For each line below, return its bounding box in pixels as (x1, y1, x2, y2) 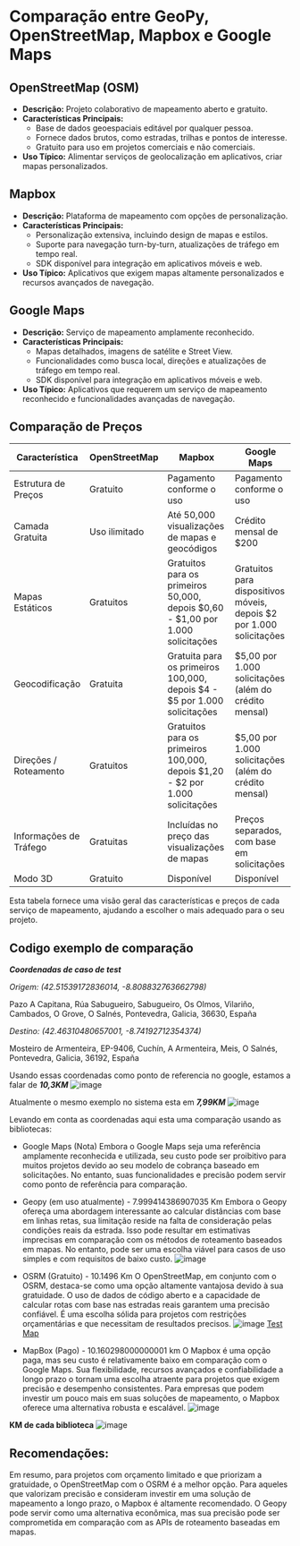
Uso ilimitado (88, 525, 145, 538)
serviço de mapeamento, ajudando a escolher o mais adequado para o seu (9, 905, 285, 916)
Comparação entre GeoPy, (9, 6, 210, 27)
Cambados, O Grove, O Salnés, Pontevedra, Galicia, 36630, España (9, 1009, 257, 1020)
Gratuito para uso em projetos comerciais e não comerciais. (35, 141, 256, 152)
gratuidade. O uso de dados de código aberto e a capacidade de (21, 1290, 261, 1301)
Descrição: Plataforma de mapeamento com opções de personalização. (21, 210, 288, 221)
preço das (167, 830, 210, 842)
